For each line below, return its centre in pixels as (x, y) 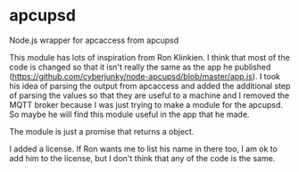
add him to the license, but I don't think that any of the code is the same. (142, 158)
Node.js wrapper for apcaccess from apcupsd (94, 40)
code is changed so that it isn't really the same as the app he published (140, 67)
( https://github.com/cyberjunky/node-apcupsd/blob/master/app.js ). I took (145, 76)
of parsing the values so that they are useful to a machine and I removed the (149, 95)
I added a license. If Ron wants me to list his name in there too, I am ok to (144, 149)
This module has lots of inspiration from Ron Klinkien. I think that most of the (149, 57)
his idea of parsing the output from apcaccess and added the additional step (150, 86)
